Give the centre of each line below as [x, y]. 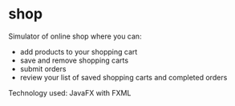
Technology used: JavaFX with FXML [70, 92]
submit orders [43, 68]
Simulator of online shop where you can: [75, 36]
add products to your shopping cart [79, 51]
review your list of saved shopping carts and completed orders [124, 77]
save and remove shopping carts [74, 60]
